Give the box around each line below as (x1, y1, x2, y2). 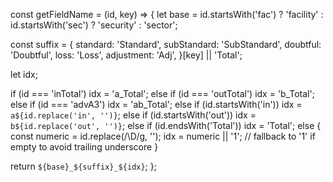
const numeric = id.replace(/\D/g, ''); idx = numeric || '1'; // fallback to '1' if (10, 130, 316, 142)
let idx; (10, 69, 38, 80)
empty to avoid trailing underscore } (10, 141, 159, 153)
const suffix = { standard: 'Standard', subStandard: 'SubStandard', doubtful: (10, 39, 322, 50)
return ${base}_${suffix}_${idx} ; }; (10, 160, 157, 172)
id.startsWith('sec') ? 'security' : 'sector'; (10, 19, 178, 31)
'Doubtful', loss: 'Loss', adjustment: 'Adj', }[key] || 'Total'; (10, 49, 243, 61)
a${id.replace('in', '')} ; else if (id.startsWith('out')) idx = (10, 109, 257, 121)
